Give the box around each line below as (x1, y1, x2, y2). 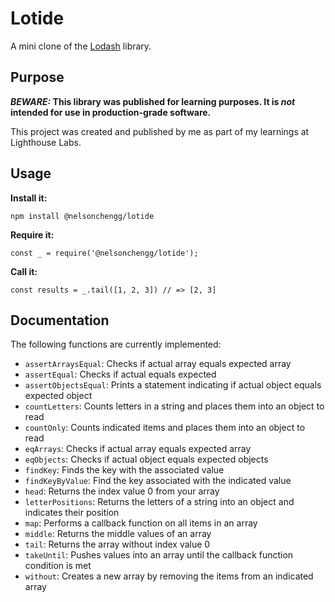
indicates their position (24, 507, 120, 519)
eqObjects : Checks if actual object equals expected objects (24, 453, 269, 466)
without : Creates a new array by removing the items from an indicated (24, 570, 314, 582)
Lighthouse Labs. (10, 136, 82, 148)
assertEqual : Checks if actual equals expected (24, 368, 217, 381)
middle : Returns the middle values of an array (24, 528, 212, 540)
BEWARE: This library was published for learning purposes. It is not (10, 95, 296, 107)
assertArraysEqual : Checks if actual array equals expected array (24, 358, 292, 370)
